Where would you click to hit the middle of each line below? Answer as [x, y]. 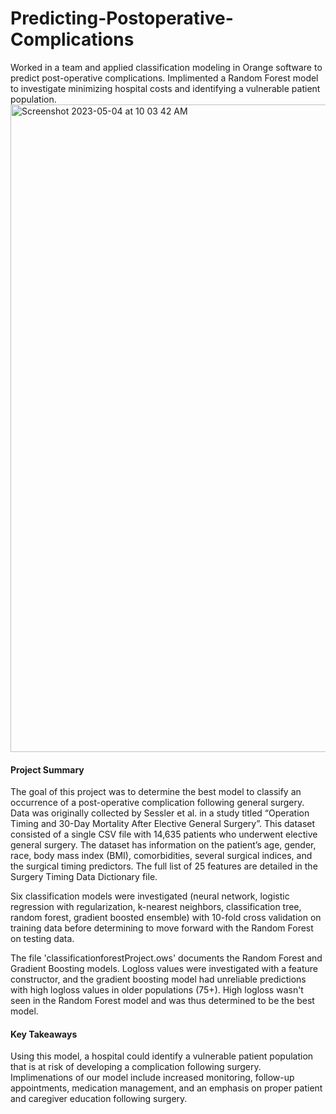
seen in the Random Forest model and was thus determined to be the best [162, 1001]
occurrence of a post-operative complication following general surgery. [157, 803]
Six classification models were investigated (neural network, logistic [150, 896]
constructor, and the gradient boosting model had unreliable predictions [158, 979]
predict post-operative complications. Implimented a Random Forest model [164, 78]
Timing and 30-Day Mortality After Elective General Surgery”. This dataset [163, 824]
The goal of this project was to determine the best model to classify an [156, 792]
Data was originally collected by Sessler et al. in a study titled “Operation [160, 813]
